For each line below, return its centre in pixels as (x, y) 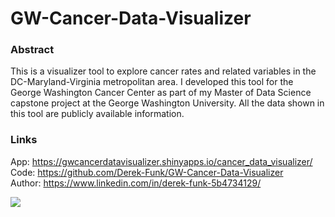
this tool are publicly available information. (97, 114)
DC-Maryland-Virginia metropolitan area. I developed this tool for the (152, 82)
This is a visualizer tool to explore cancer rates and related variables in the (163, 71)
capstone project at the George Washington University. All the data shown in (167, 103)
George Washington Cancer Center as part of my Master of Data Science (161, 93)
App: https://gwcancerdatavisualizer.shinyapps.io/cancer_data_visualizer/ (161, 161)
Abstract (32, 50)
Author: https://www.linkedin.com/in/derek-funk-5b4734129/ (136, 183)
